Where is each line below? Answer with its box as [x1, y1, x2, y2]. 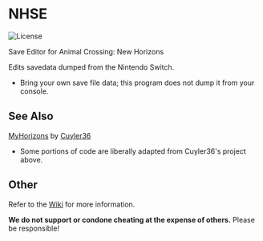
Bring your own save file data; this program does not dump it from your [19, 78, 255, 87]
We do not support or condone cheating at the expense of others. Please [8, 215, 255, 224]
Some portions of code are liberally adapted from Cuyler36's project [19, 146, 246, 156]
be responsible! [8, 223, 60, 233]
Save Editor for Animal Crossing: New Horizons [8, 46, 164, 56]
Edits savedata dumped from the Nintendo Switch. [8, 62, 175, 72]
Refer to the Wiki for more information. [8, 199, 136, 209]
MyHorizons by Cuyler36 [8, 131, 91, 140]
